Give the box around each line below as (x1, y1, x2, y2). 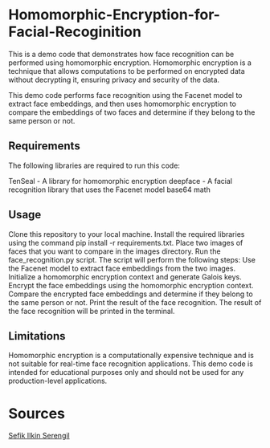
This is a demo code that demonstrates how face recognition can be (8, 49, 235, 59)
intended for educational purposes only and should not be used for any (8, 368, 244, 377)
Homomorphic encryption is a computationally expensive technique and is (8, 351, 255, 360)
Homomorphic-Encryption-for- (8, 6, 221, 24)
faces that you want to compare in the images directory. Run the (8, 246, 221, 256)
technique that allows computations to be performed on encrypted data (8, 66, 245, 75)
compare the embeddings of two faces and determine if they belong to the (8, 107, 256, 117)
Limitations (8, 329, 66, 343)
